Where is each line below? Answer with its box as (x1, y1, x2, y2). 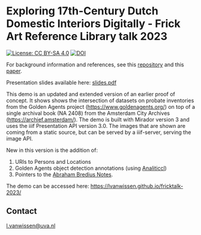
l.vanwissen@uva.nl (6, 222, 56, 229)
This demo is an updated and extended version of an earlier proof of (6, 90, 175, 97)
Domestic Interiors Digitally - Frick (6, 17, 181, 30)
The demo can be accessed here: (6, 182, 89, 190)
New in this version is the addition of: (6, 147, 98, 154)
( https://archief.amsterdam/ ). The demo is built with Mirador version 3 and (6, 115, 190, 123)
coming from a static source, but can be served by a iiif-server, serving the (6, 129, 191, 136)
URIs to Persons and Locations (14, 158, 91, 165)
